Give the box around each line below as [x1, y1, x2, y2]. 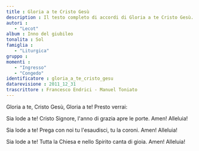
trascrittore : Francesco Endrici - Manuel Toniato [6, 87, 137, 93]
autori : [6, 20, 28, 26]
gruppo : [6, 53, 28, 59]
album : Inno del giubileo [6, 31, 74, 37]
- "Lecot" [14, 25, 39, 32]
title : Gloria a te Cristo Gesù [6, 8, 90, 15]
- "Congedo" [14, 70, 44, 76]
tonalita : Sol [6, 37, 44, 43]
